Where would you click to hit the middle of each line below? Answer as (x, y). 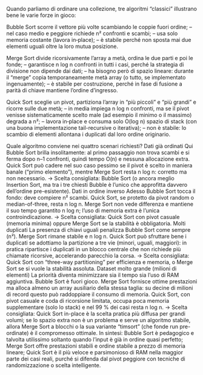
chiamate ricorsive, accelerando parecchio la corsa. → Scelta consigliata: (98, 255)
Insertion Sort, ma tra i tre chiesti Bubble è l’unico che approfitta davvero (97, 185)
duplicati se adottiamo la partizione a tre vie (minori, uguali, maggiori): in (96, 243)
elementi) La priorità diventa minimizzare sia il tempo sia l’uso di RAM (93, 275)
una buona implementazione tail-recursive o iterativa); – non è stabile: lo (96, 128)
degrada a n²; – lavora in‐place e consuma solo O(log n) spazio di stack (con (101, 121)
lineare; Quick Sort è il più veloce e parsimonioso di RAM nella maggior (95, 352)
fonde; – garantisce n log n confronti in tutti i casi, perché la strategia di (95, 64)
